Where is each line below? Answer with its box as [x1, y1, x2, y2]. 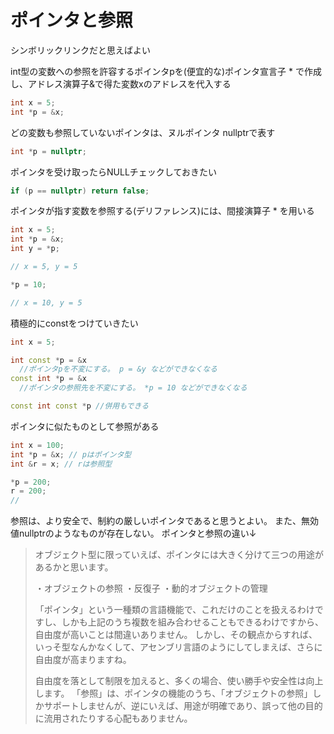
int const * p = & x [10, 355, 87, 365]
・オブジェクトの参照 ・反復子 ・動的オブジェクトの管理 [34, 582, 268, 595]
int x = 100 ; [10, 440, 65, 450]
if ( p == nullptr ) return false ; [10, 186, 150, 196]
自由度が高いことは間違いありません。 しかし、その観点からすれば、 [34, 629, 318, 641]
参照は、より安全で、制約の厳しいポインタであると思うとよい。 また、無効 [10, 515, 319, 527]
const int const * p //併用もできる [10, 401, 150, 411]
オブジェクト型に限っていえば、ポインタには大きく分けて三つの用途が [34, 549, 325, 561]
